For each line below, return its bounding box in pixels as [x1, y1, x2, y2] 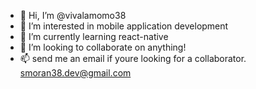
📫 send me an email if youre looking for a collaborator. [19, 53, 247, 64]
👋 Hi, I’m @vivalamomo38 [19, 10, 127, 21]
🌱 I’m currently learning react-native [19, 31, 169, 42]
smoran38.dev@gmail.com [19, 67, 132, 79]
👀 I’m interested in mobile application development [19, 20, 229, 32]
